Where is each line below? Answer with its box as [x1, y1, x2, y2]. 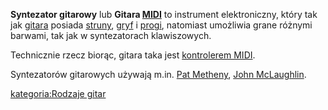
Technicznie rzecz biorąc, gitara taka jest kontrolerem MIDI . [10, 49, 256, 61]
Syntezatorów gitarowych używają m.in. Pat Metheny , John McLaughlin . [10, 69, 307, 80]
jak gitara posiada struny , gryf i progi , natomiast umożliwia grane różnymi [10, 19, 313, 31]
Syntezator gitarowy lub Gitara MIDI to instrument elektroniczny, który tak [10, 9, 318, 20]
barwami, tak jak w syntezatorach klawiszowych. [10, 30, 212, 41]
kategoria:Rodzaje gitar [10, 88, 107, 99]
